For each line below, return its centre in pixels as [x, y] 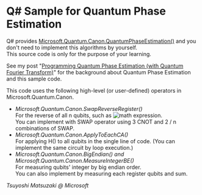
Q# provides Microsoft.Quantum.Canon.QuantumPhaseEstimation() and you [101, 41]
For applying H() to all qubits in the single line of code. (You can [95, 141]
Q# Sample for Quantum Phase [86, 11]
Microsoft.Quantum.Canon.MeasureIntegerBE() [74, 160]
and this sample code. [34, 79]
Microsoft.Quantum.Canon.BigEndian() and [70, 154]
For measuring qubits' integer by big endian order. [78, 167]
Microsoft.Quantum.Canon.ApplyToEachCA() [72, 135]
